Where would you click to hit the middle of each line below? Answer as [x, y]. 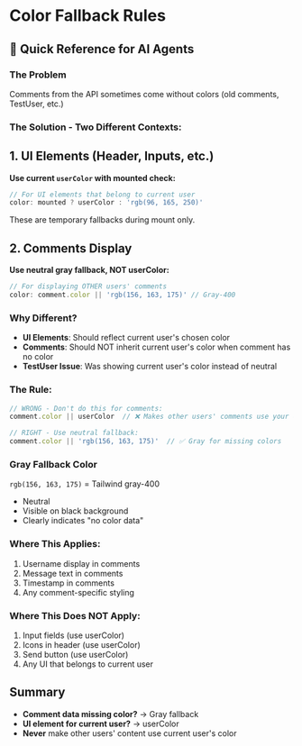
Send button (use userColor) [75, 654]
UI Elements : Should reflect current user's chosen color [126, 338]
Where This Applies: [55, 544]
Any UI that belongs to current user [88, 664]
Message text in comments [73, 573]
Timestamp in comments [69, 583]
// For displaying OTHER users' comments [88, 287]
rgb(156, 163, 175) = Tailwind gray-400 [85, 484]
